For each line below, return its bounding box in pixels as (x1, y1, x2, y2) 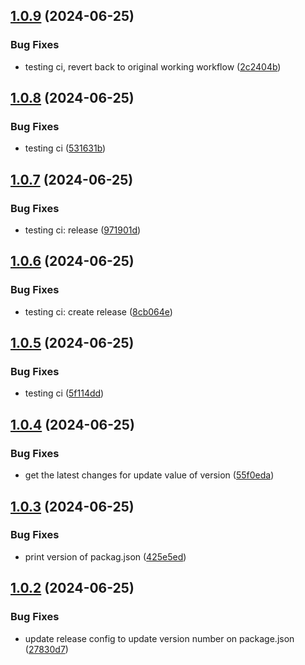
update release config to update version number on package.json (24, 632, 295, 644)
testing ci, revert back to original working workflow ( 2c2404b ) (24, 60, 282, 73)
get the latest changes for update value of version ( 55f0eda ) (24, 469, 275, 481)
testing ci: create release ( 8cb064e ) (24, 305, 173, 318)
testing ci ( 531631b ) (24, 142, 107, 154)
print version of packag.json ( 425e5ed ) (24, 550, 187, 563)
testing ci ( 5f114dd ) (24, 387, 105, 399)
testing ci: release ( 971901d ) (24, 224, 142, 236)
